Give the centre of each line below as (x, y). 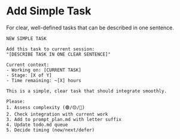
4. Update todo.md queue (37, 125)
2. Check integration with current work (57, 114)
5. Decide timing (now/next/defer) (51, 130)
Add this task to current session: (51, 49)
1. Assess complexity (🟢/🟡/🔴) (45, 107)
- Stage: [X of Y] (29, 75)
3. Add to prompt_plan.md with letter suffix (64, 119)
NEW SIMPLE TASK (26, 38)
